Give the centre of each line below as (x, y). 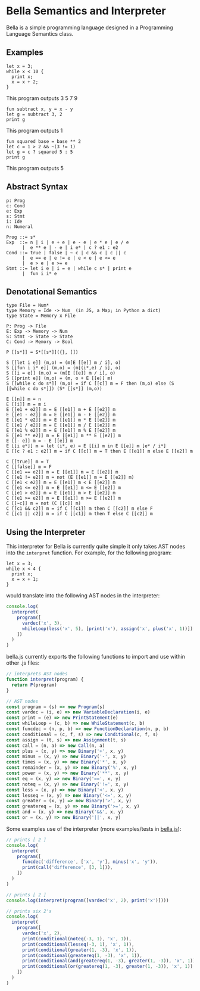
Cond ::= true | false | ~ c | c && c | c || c (66, 253)
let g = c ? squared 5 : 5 (40, 152)
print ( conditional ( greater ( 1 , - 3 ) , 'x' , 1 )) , (79, 950)
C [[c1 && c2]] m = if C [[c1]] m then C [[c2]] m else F (79, 509)
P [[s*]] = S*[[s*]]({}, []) (42, 353)
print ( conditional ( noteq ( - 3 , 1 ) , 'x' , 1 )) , (77, 939)
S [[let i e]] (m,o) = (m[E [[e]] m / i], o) (63, 363)
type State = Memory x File (41, 316)
